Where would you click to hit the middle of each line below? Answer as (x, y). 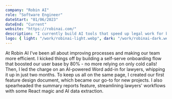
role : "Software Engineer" (34, 15)
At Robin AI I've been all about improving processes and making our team (83, 53)
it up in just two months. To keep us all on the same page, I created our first (85, 75)
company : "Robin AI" (27, 10)
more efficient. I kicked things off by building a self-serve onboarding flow (83, 58)
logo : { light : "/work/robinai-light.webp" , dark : (60, 39)
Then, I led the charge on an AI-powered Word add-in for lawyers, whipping (85, 69)
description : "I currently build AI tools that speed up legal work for (84, 34)
